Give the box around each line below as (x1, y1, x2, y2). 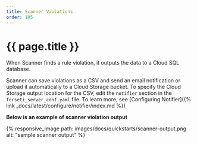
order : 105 (6, 14, 33, 20)
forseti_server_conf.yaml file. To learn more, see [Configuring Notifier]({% (6, 96, 192, 103)
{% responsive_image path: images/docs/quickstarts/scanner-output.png (6, 125, 187, 132)
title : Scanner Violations (6, 8, 73, 15)
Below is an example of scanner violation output (6, 114, 128, 121)
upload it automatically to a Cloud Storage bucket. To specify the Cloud (6, 84, 182, 91)
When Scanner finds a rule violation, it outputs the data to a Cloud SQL (6, 59, 180, 66)
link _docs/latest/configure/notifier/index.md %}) (6, 102, 126, 110)
